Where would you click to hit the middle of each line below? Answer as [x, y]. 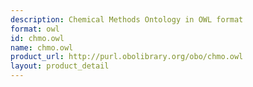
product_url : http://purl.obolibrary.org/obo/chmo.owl [127, 57]
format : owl [35, 29]
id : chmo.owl [37, 38]
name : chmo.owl [42, 47]
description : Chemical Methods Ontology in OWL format [127, 19]
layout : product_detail [60, 66]
